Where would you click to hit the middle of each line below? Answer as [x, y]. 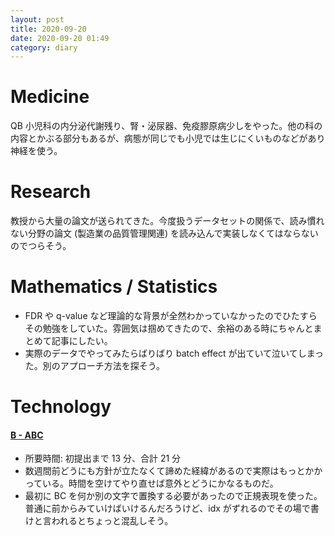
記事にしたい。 [82, 341]
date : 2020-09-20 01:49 [60, 38]
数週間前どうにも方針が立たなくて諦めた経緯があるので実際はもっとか [169, 471]
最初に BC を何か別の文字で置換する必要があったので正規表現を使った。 [173, 496]
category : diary [44, 47]
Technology [61, 407]
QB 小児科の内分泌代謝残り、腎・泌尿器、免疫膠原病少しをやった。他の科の [166, 126]
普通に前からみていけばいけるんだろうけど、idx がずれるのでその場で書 [172, 508]
